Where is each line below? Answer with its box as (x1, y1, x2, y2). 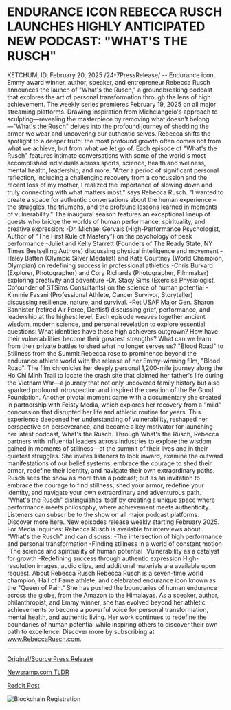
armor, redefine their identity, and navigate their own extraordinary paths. (7, 466, 215, 474)
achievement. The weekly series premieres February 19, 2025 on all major (7, 100, 217, 108)
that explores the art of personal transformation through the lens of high (7, 92, 211, 101)
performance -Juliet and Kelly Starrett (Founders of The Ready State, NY (7, 239, 213, 247)
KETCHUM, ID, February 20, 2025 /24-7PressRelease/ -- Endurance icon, (7, 70, 215, 79)
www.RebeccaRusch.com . (7, 635, 82, 643)
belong (189, 114, 210, 123)
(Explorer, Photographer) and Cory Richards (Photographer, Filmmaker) (7, 268, 209, 276)
